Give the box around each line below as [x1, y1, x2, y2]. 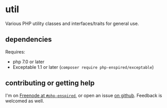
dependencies [5, 35, 52, 44]
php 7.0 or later [12, 59, 45, 65]
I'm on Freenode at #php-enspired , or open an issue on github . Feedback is [5, 92, 162, 98]
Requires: [5, 48, 25, 55]
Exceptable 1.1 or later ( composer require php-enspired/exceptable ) [12, 64, 154, 70]
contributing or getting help [5, 79, 95, 88]
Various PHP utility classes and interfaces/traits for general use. [5, 20, 139, 26]
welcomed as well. [5, 98, 44, 104]
